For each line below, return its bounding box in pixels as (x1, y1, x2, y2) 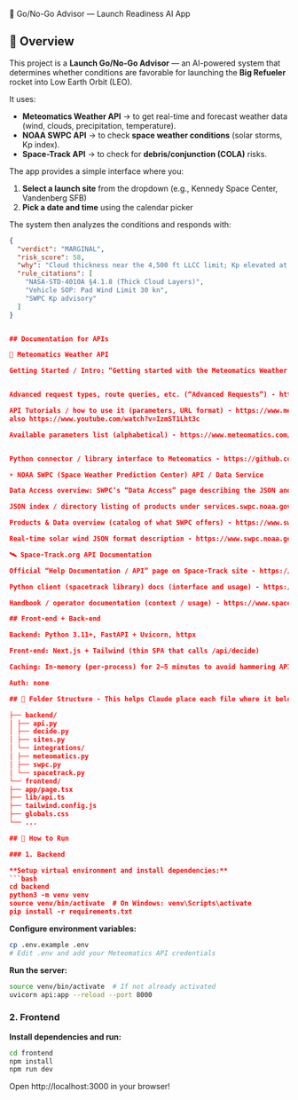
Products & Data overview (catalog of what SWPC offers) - (9, 518, 232, 527)
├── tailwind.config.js (9, 802, 98, 811)
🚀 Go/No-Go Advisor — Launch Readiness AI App (9, 9, 191, 19)
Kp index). (21, 138, 60, 150)
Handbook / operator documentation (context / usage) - (9, 598, 220, 607)
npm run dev (9, 1065, 53, 1074)
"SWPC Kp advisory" (25, 294, 98, 303)
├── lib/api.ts (9, 793, 66, 803)
